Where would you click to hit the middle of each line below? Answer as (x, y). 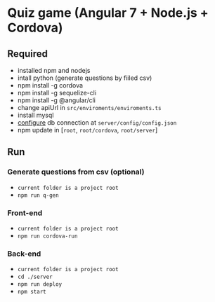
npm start (32, 292)
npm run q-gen (38, 195)
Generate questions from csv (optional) (76, 172)
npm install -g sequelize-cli (57, 93)
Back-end (24, 254)
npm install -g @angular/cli (57, 100)
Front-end (25, 213)
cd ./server (35, 277)
